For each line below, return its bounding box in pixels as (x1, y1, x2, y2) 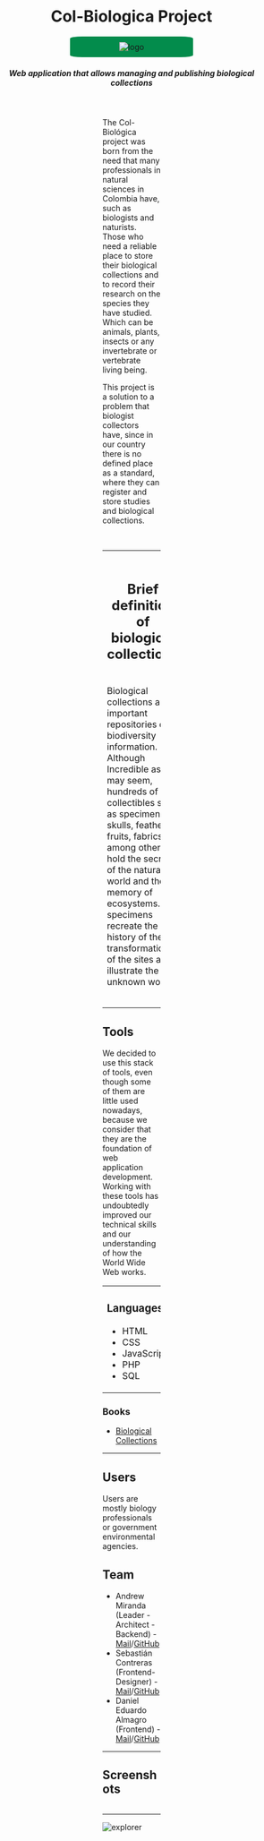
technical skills (102, 1220, 158, 1230)
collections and (102, 269, 159, 279)
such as (102, 202, 132, 213)
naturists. (102, 221, 138, 232)
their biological (102, 260, 158, 270)
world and (106, 875, 149, 887)
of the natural (106, 864, 164, 877)
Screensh (102, 1768, 158, 1783)
